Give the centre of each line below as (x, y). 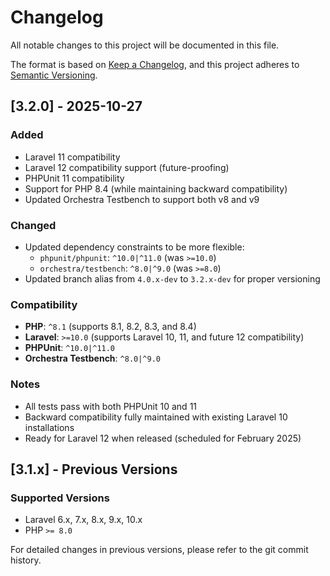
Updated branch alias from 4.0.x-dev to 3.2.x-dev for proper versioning (172, 278)
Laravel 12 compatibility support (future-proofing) (127, 167)
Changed (33, 225)
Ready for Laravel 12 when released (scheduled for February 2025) (163, 438)
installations (49, 427)
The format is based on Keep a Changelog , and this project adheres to (155, 64)
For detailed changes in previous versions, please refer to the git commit (159, 550)
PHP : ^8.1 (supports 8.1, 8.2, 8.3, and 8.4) (110, 327)
